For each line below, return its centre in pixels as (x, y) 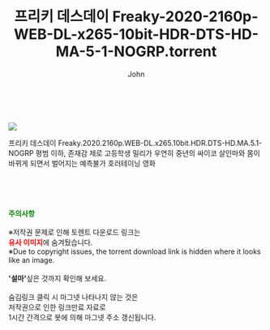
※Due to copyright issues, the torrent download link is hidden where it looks (135, 251)
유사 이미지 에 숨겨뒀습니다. (51, 242)
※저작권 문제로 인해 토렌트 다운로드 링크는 (75, 232)
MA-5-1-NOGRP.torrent (136, 51)
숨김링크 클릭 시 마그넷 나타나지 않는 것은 (73, 297)
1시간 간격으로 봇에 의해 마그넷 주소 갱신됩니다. (82, 317)
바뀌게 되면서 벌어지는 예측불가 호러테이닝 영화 (82, 163)
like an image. (32, 259)
